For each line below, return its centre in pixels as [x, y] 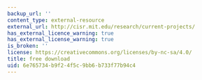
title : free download [39, 59]
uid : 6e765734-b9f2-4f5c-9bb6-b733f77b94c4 [72, 65]
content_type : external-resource [56, 20]
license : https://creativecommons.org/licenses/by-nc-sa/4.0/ [100, 53]
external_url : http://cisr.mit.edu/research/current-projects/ [101, 26]
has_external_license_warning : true [60, 40]
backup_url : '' [29, 14]
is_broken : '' [28, 46]
